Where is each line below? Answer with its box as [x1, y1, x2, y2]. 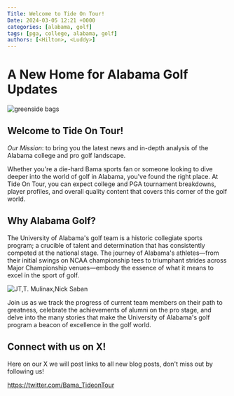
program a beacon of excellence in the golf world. [7, 320, 152, 329]
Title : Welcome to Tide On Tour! [7, 10, 105, 18]
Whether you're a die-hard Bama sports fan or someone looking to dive [7, 164, 213, 173]
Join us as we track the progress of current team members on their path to [7, 298, 223, 306]
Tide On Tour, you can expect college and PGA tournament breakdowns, [7, 180, 216, 188]
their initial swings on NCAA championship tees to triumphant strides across [7, 256, 227, 264]
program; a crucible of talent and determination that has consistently [7, 241, 205, 249]
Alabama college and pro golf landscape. [7, 151, 126, 159]
